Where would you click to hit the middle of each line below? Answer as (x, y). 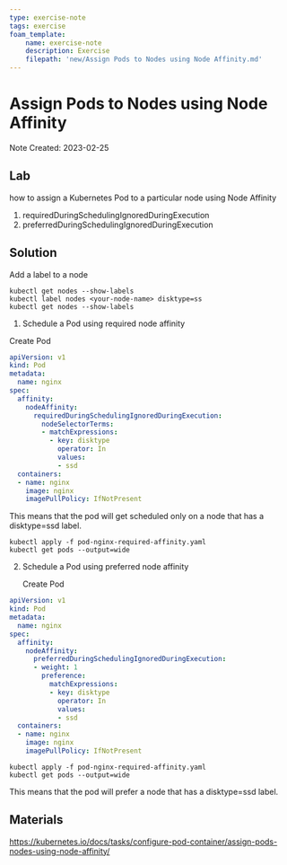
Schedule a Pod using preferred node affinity (105, 567)
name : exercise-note (64, 43)
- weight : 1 (55, 667)
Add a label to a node (48, 274)
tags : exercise (38, 26)
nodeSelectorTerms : (78, 424)
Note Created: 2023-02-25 (59, 147)
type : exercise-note (48, 18)
